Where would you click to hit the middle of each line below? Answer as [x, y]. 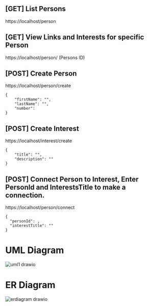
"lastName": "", [32, 104]
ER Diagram [30, 285]
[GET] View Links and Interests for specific [75, 37]
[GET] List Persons [36, 9]
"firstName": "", [33, 99]
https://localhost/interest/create [39, 141]
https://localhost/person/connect [40, 208]
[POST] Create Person [41, 74]
